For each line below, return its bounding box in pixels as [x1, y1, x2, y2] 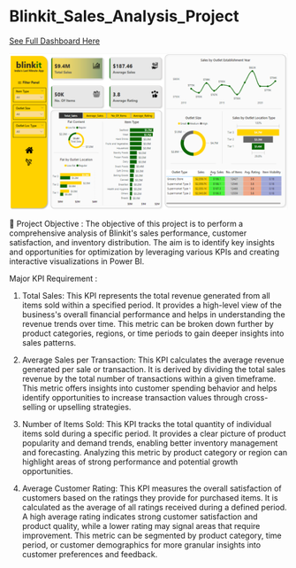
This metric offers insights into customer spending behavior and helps [21, 383, 277, 393]
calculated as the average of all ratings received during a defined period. [21, 502, 287, 513]
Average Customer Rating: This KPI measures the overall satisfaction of [21, 483, 283, 494]
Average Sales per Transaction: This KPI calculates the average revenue [21, 354, 285, 365]
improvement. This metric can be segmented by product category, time [21, 530, 282, 541]
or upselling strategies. [48, 401, 132, 413]
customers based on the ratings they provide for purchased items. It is [21, 493, 278, 503]
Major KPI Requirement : [9, 273, 98, 284]
